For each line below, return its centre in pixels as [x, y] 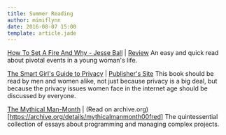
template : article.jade [42, 33]
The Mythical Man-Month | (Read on [59, 109]
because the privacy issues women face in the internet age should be [107, 88]
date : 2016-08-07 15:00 [42, 26]
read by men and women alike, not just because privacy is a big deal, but [112, 81]
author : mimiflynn [34, 20]
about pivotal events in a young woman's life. [72, 61]
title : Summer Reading [40, 14]
